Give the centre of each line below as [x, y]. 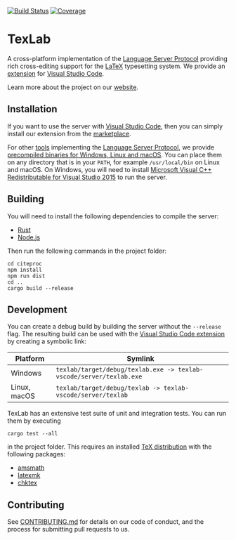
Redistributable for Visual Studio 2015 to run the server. [87, 177]
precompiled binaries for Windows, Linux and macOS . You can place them [115, 154]
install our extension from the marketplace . [69, 133]
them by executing [34, 421]
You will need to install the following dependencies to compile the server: [113, 216]
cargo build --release [40, 288]
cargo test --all [33, 434]
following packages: [37, 454]
